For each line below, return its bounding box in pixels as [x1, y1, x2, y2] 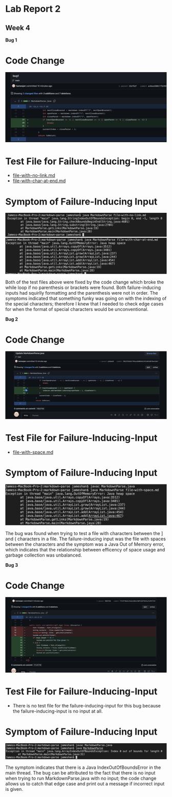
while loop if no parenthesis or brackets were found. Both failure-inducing [5, 284, 161, 291]
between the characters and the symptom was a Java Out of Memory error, [5, 541, 165, 547]
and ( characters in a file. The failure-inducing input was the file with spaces [5, 536, 166, 542]
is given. [5, 786, 23, 792]
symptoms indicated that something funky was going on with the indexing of [5, 295, 167, 301]
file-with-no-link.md [12, 172, 55, 179]
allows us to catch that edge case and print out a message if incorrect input [5, 781, 165, 787]
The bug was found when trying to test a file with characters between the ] [5, 530, 163, 537]
